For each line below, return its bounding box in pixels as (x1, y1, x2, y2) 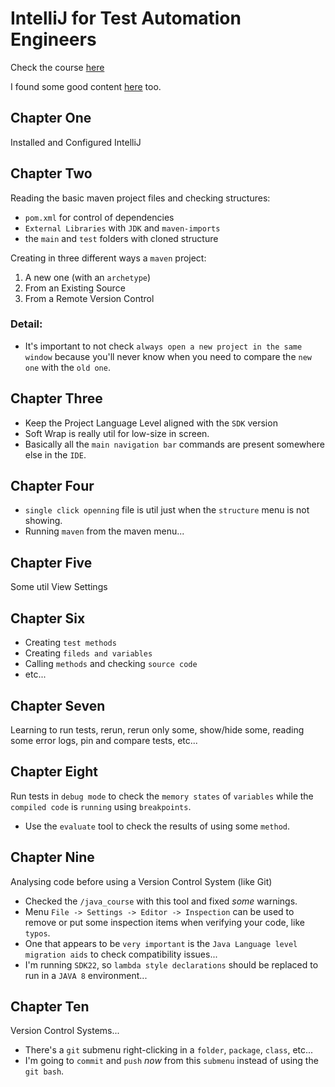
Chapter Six (10, 610, 86, 627)
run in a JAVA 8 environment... (24, 969, 148, 981)
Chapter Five (10, 554, 93, 571)
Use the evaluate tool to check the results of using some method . (24, 820, 290, 832)
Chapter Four (10, 478, 95, 495)
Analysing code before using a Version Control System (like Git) (10, 875, 273, 887)
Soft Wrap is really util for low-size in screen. (24, 427, 210, 439)
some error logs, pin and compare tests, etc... (10, 734, 198, 746)
